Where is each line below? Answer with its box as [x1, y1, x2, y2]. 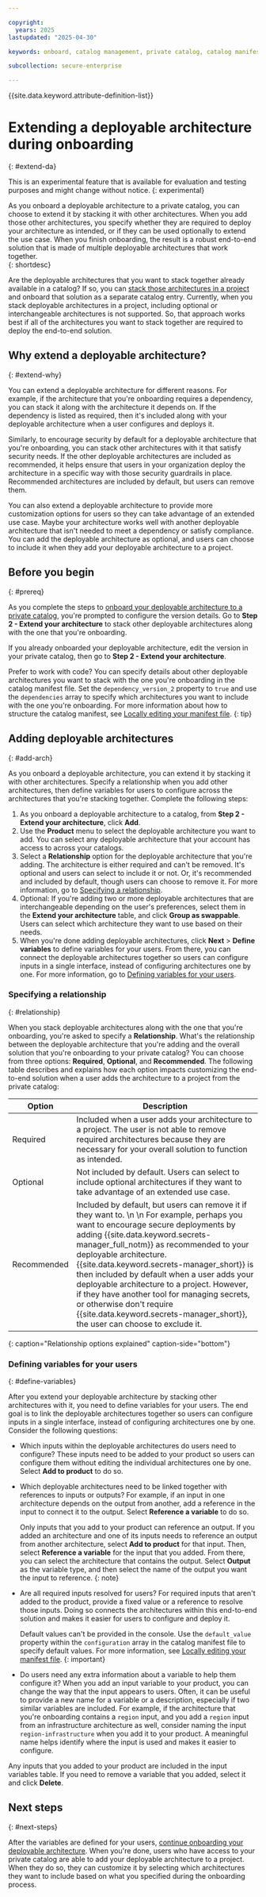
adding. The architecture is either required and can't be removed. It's [19, 859, 245, 869]
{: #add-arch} [8, 753, 53, 762]
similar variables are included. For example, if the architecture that [19, 1704, 236, 1714]
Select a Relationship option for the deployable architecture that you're [19, 851, 253, 861]
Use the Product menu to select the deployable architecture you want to [19, 826, 256, 835]
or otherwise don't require [76, 1298, 174, 1309]
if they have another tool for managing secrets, [76, 1288, 251, 1299]
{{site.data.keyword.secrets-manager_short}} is [76, 1259, 254, 1270]
